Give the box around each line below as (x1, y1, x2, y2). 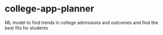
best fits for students (5, 24, 49, 30)
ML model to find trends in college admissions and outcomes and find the (5, 19, 158, 25)
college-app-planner (5, 3, 95, 14)
